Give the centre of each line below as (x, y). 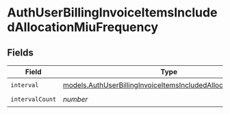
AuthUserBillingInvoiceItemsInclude (112, 13)
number (75, 99)
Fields (21, 53)
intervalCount (34, 99)
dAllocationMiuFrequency (83, 27)
